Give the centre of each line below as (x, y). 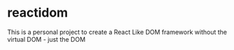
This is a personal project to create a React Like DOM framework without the (117, 32)
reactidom (38, 13)
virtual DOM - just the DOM (46, 39)
